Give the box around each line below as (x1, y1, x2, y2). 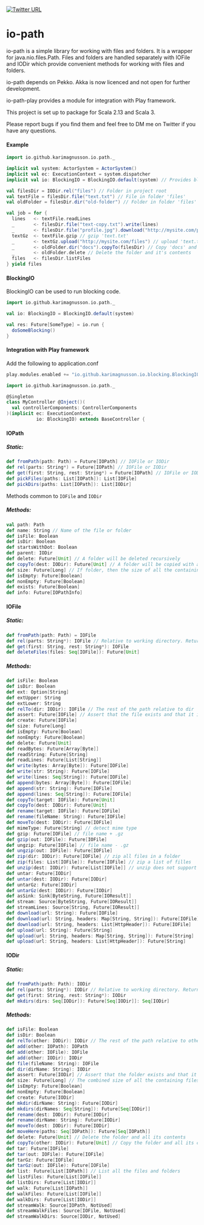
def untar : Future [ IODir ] (6, 870, 72, 876)
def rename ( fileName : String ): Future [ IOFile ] (6, 814, 126, 820)
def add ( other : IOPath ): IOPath (6, 1043, 88, 1050)
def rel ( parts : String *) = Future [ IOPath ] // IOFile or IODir (6, 464, 167, 471)
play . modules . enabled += (6, 371, 69, 377)
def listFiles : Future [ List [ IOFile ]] (6, 1174, 102, 1180)
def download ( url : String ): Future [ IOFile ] (6, 910, 118, 916)
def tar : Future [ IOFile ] (6, 1145, 69, 1152)
